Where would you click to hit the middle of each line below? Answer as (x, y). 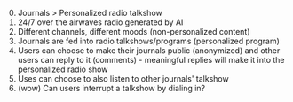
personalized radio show (63, 69)
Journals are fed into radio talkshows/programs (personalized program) (148, 41)
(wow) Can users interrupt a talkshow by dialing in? (111, 88)
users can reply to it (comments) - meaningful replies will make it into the (151, 60)
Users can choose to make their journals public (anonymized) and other (149, 51)
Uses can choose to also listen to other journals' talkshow (123, 78)
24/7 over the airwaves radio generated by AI (100, 22)
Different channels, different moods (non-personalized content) (134, 31)
